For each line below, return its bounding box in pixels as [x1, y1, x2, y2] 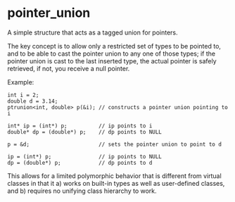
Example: [7, 77, 34, 86]
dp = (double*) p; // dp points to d [7, 159, 153, 166]
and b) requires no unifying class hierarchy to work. [7, 187, 157, 195]
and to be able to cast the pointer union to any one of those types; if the [7, 49, 216, 58]
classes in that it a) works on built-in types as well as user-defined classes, [7, 179, 225, 187]
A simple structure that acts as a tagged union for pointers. [7, 28, 178, 37]
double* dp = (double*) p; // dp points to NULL [7, 128, 162, 135]
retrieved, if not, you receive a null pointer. [7, 64, 130, 72]
